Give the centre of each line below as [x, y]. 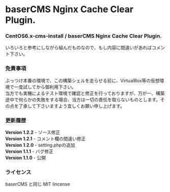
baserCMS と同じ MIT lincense [38, 184]
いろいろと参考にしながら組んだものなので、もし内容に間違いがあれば [79, 48]
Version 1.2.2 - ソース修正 [33, 133]
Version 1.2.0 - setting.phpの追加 [40, 145]
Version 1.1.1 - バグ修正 [29, 151]
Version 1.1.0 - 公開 [26, 158]
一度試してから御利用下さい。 [45, 87]
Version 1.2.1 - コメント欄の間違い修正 [46, 139]
